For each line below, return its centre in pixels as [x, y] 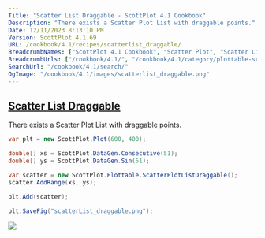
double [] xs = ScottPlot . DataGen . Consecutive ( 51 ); [93, 154]
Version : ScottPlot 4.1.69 [52, 37]
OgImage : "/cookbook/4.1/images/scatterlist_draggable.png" [109, 74]
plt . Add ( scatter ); [38, 197]
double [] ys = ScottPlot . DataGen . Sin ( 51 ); [79, 161]
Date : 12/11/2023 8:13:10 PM [56, 30]
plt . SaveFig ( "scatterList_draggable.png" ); [81, 211]
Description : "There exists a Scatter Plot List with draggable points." [132, 23]
